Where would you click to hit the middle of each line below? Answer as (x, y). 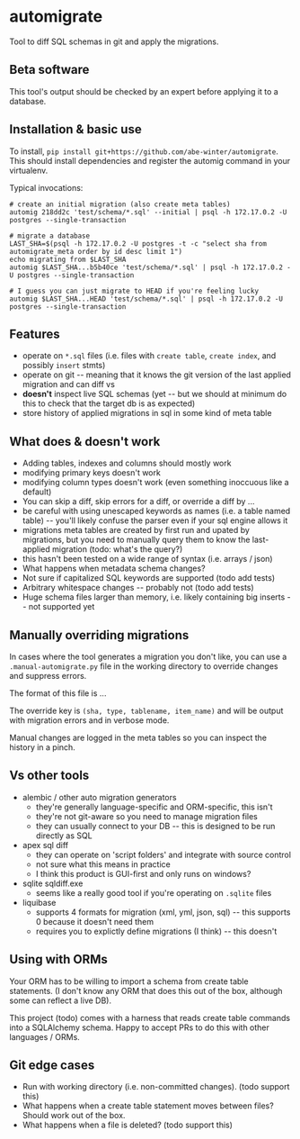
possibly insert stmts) (64, 366)
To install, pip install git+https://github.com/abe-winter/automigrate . (144, 151)
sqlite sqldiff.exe (53, 883)
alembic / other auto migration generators (99, 797)
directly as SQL (64, 836)
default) (37, 492)
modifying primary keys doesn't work (92, 473)
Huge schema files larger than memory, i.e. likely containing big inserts (154, 597)
